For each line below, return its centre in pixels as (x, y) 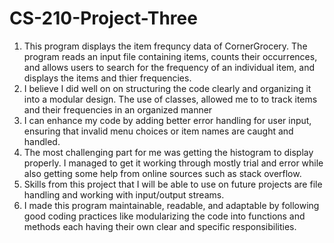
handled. (42, 141)
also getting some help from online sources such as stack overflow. (162, 173)
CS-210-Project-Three (103, 18)
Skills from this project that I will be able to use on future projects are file (173, 184)
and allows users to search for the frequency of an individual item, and (169, 67)
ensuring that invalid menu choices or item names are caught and (158, 131)
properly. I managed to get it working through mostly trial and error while (173, 163)
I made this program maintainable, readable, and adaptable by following (171, 205)
